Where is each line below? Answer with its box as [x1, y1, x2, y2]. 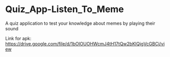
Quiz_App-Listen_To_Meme [5, 4, 124, 15]
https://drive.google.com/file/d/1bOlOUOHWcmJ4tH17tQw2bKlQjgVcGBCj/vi [5, 40, 165, 46]
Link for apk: [5, 35, 31, 41]
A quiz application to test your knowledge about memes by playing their [5, 20, 156, 26]
